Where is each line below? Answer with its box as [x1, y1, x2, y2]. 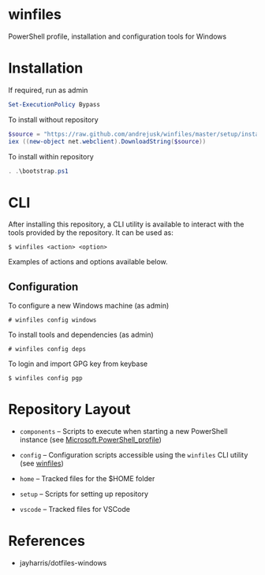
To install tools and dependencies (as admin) [8, 330, 154, 340]
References [8, 532, 85, 550]
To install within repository [8, 151, 95, 161]
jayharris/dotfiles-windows [19, 558, 107, 567]
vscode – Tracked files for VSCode [19, 505, 130, 514]
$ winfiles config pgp [8, 375, 83, 383]
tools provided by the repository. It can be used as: [8, 228, 174, 237]
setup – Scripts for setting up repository [19, 489, 148, 498]
